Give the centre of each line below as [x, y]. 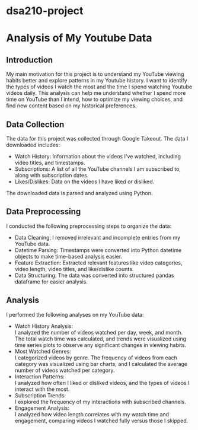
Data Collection [35, 124]
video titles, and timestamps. [50, 163]
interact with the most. [42, 389]
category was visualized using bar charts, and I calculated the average [101, 364]
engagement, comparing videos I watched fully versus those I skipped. [101, 421]
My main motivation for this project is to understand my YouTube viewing [95, 74]
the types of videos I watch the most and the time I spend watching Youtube [99, 87]
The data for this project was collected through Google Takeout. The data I [97, 138]
